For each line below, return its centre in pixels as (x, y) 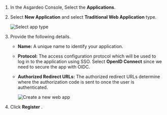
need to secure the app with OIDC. (54, 67)
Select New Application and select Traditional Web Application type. (83, 17)
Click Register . (26, 107)
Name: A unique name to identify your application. (70, 46)
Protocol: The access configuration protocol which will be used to (87, 56)
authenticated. (33, 87)
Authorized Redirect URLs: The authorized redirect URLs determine (89, 77)
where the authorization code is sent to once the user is (76, 82)
